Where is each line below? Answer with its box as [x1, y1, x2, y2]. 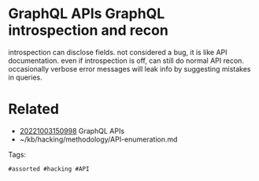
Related [8, 100, 59, 118]
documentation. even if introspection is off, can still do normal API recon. [8, 56, 244, 65]
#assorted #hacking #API [8, 164, 90, 173]
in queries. [8, 72, 43, 82]
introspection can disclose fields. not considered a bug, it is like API [8, 47, 228, 57]
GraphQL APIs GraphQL [8, 5, 165, 23]
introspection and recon [8, 21, 169, 39]
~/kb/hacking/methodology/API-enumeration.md [19, 135, 178, 144]
